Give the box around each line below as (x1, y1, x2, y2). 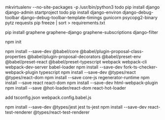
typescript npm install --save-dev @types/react (39, 69, 136, 75)
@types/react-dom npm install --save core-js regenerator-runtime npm (5, 75, 150, 80)
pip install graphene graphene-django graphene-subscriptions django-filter (5, 30, 159, 35)
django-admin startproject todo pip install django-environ (5, 9, 122, 15)
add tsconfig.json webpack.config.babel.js (5, 94, 92, 100)
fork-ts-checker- (123, 64, 158, 70)
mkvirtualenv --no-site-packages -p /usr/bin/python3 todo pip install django (5, 4, 160, 10)
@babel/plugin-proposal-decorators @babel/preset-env (27, 54, 141, 60)
